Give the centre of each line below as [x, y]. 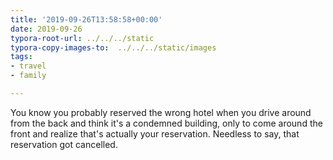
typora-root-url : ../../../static [82, 38]
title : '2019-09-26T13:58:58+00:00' [86, 19]
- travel [28, 66]
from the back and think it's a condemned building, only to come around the [166, 123]
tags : [21, 57]
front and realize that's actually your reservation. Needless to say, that [155, 133]
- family [28, 76]
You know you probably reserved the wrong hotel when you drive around [161, 112]
